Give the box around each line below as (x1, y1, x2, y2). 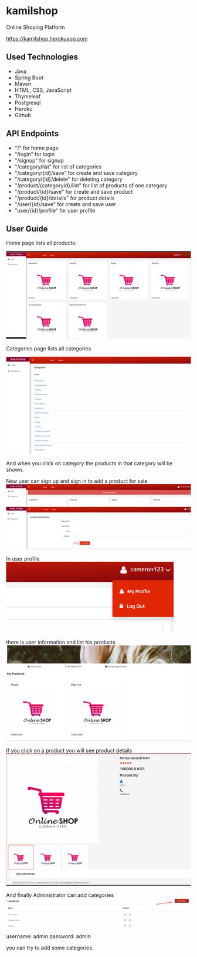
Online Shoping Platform (6, 24, 65, 31)
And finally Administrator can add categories (6, 892, 114, 899)
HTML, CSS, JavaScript (14, 87, 72, 94)
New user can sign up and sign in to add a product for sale (6, 478, 148, 485)
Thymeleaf (14, 92, 41, 100)
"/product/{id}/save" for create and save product (14, 188, 133, 195)
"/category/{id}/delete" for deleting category (14, 175, 123, 183)
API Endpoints (6, 128, 59, 139)
